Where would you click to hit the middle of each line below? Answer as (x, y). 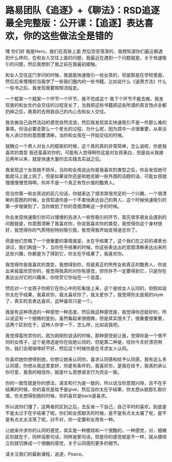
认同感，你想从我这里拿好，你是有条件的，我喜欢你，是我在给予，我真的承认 (86, 365)
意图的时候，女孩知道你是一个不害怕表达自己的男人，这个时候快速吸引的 (90, 200)
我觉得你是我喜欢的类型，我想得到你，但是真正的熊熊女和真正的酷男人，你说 (86, 264)
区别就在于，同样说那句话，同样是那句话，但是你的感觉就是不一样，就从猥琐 (86, 436)
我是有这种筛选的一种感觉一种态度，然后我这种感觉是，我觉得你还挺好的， (84, 312)
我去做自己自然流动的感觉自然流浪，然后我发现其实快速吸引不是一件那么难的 (86, 122)
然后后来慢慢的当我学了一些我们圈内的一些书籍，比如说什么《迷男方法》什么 (86, 81)
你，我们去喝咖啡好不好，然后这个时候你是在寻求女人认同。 (68, 348)
